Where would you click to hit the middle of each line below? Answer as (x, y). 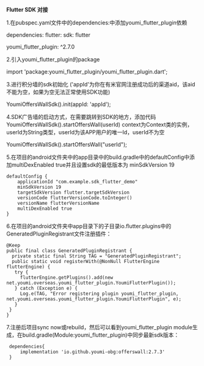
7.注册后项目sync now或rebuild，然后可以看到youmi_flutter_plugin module (99, 327)
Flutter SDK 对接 (27, 10)
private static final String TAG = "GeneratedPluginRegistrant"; (97, 256)
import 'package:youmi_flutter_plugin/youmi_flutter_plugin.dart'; (87, 72)
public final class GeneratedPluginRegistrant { (69, 251)
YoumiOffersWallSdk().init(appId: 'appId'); (59, 104)
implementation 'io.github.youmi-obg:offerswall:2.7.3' (93, 352)
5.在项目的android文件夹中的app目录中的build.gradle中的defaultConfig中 (98, 157)
